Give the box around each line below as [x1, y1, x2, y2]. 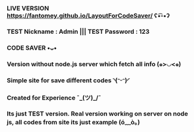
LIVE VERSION [7, 4, 49, 12]
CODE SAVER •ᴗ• [7, 43, 57, 51]
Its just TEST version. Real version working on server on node [7, 110, 189, 118]
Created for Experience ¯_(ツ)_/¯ [7, 94, 102, 102]
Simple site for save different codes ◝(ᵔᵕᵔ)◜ [7, 76, 130, 84]
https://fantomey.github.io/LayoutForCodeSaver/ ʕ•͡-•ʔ [7, 11, 170, 20]
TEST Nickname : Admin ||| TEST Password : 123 [7, 27, 150, 36]
